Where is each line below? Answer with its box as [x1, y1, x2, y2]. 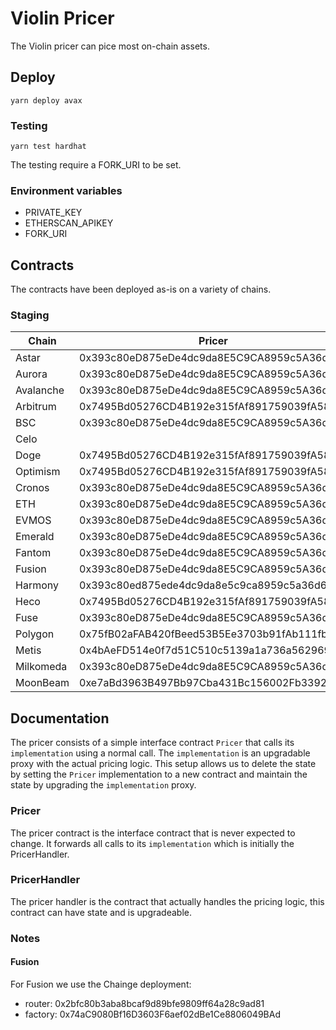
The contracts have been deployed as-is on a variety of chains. [10, 283, 272, 296]
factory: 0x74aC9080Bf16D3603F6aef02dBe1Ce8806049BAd [24, 1008, 281, 1020]
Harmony [15, 578, 59, 592]
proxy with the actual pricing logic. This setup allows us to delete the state [10, 758, 317, 770]
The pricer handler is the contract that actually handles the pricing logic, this [10, 895, 325, 907]
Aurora [15, 367, 48, 381]
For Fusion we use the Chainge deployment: [10, 978, 192, 990]
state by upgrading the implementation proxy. [10, 779, 197, 791]
